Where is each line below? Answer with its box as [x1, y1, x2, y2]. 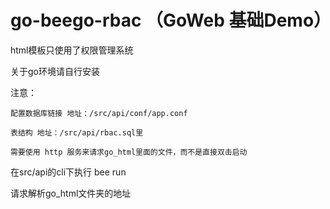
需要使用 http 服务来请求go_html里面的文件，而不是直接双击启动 [10, 147, 248, 157]
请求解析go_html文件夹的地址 [10, 187, 132, 199]
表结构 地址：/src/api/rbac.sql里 [10, 127, 144, 138]
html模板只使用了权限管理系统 [10, 44, 134, 56]
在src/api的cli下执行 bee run [10, 166, 127, 178]
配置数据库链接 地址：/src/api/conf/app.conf [10, 108, 188, 118]
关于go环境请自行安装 [10, 65, 100, 77]
